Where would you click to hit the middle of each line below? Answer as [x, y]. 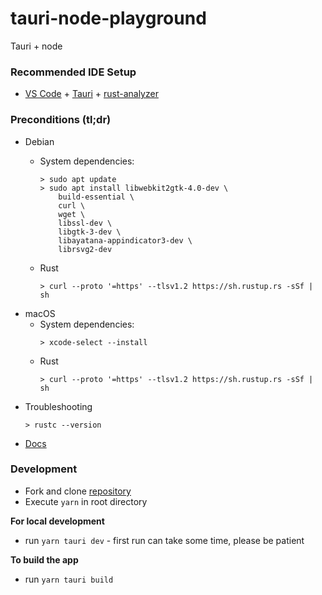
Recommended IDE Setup [73, 72]
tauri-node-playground [108, 18]
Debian [39, 141]
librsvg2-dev [85, 249]
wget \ [72, 214]
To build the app [44, 559]
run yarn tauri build [69, 579]
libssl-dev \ [85, 223]
